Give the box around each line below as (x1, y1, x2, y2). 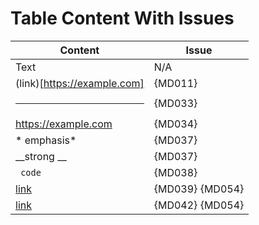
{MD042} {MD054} (153, 198, 245, 212)
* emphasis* (15, 133, 77, 147)
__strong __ (15, 149, 67, 163)
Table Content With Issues (10, 7, 235, 30)
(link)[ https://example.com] (15, 76, 145, 90)
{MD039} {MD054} (153, 182, 245, 196)
